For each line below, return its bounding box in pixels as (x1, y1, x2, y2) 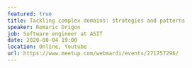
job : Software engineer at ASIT (7, 30, 103, 38)
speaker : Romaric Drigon (7, 23, 81, 30)
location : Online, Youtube (7, 43, 87, 50)
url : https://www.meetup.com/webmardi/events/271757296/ (7, 50, 179, 57)
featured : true (7, 10, 52, 18)
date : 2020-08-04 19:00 (7, 37, 78, 44)
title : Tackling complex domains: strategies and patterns (7, 17, 186, 24)
